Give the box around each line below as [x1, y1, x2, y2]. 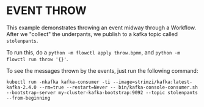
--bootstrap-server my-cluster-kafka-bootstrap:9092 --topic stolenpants [6, 89, 199, 95]
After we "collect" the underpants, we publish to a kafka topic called [6, 30, 178, 37]
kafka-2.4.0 [6, 84, 37, 90]
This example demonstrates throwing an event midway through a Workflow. [6, 24, 197, 31]
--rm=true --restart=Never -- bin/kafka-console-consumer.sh [38, 84, 199, 90]
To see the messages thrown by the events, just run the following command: [6, 67, 199, 74]
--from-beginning [6, 95, 51, 101]
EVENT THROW [6, 4, 87, 18]
